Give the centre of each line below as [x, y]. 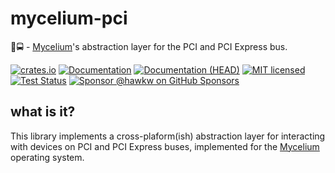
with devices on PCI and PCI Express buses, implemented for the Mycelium [165, 146]
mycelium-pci [69, 18]
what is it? [43, 112]
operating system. [47, 157]
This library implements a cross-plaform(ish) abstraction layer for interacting [168, 136]
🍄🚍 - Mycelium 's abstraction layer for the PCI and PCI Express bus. [149, 46]
